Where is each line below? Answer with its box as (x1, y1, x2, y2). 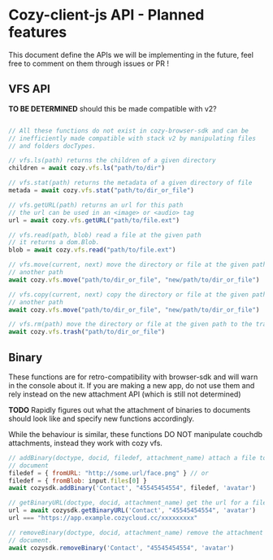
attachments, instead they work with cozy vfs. (8, 438, 162, 448)
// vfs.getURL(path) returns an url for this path (8, 201, 184, 209)
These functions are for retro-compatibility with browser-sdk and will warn (8, 372, 258, 382)
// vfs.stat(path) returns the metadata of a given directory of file (8, 179, 253, 187)
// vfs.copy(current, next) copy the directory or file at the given (8, 291, 249, 299)
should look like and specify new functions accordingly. (8, 413, 195, 423)
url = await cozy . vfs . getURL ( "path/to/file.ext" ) (8, 216, 180, 225)
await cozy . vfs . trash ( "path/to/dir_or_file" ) (8, 328, 165, 336)
